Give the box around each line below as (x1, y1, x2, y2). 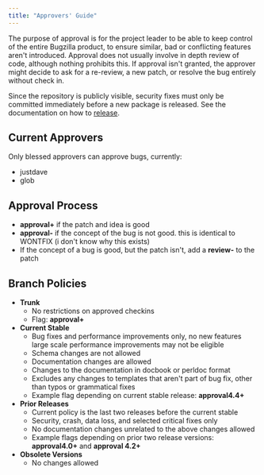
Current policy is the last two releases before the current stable (31, 407, 239, 417)
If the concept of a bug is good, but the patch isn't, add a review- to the (19, 245, 255, 255)
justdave (19, 168, 48, 177)
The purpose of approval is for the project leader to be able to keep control (8, 33, 253, 43)
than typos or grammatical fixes (31, 382, 136, 392)
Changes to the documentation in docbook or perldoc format (31, 365, 231, 375)
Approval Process (8, 199, 98, 212)
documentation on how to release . (8, 108, 121, 118)
